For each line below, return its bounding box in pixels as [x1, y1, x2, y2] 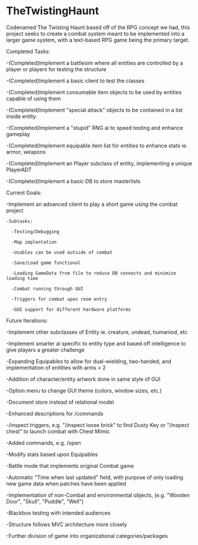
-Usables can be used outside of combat [11, 249, 113, 256]
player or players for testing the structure [6, 65, 107, 72]
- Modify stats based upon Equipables [6, 451, 98, 458]
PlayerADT [6, 166, 32, 173]
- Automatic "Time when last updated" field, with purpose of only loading [6, 473, 184, 481]
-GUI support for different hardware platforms [11, 307, 132, 313]
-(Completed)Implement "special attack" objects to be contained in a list [6, 106, 183, 113]
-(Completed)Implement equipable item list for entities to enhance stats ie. [6, 142, 188, 149]
